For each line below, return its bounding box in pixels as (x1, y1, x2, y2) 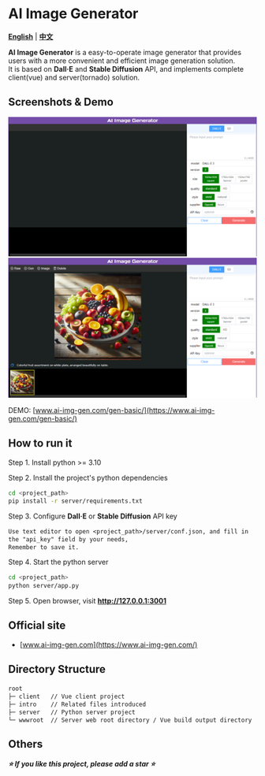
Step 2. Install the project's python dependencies (8, 473, 168, 482)
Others (8, 737, 43, 751)
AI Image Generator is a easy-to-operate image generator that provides (8, 47, 242, 57)
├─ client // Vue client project (8, 692, 125, 700)
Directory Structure (8, 663, 106, 676)
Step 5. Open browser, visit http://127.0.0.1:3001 (8, 596, 167, 606)
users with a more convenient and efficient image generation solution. (8, 56, 236, 65)
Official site (8, 619, 66, 633)
